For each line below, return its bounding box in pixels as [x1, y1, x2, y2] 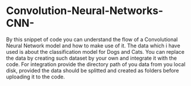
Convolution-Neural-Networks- [6, 4, 163, 18]
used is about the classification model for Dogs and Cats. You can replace [6, 48, 185, 55]
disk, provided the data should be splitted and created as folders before [6, 67, 179, 74]
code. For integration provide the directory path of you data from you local [6, 60, 186, 68]
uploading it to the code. [6, 73, 66, 80]
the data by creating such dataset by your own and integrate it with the [6, 54, 177, 61]
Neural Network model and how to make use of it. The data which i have [6, 42, 180, 49]
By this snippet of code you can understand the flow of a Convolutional [6, 36, 178, 43]
